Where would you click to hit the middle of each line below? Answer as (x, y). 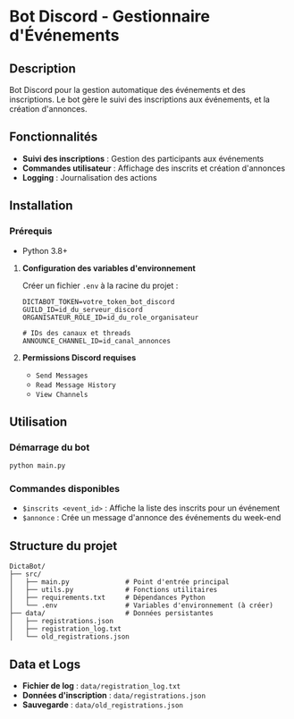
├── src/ (25, 574)
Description (42, 68)
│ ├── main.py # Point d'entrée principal (119, 582)
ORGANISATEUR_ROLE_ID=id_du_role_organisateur (110, 317)
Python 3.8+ (45, 250)
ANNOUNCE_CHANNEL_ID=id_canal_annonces (97, 341)
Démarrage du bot (50, 447)
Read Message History (76, 385)
